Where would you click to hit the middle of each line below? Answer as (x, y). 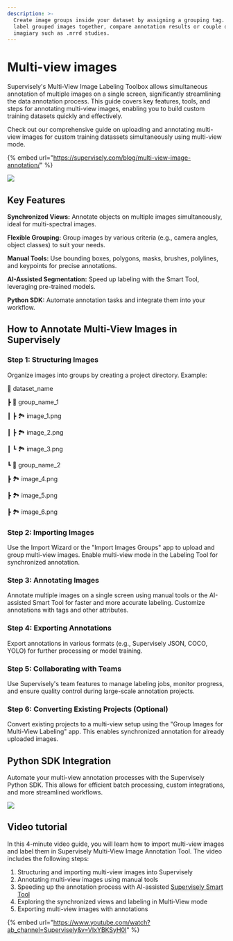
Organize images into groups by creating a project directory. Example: (107, 375)
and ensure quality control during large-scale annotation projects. (101, 691)
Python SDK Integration (59, 761)
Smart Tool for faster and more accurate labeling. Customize (119, 603)
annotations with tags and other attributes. (68, 610)
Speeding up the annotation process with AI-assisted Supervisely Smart (120, 887)
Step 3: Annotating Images (53, 580)
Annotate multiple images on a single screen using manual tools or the (107, 595)
